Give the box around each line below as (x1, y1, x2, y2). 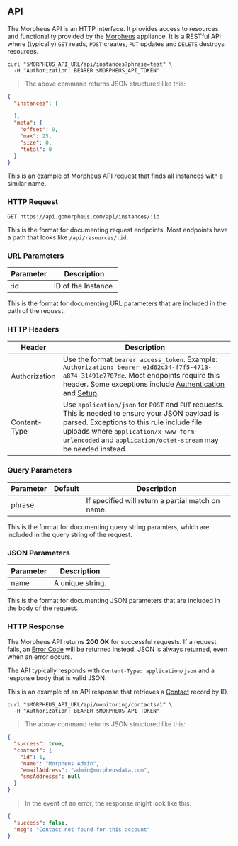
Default (53, 483, 79, 493)
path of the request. (7, 307, 66, 315)
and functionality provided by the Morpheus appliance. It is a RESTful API (7, 32, 222, 40)
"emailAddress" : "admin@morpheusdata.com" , (20, 767, 151, 774)
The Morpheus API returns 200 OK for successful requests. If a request (7, 638, 217, 646)
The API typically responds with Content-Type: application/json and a (7, 666, 215, 675)
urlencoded (62, 436, 100, 445)
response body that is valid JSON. (7, 674, 107, 682)
